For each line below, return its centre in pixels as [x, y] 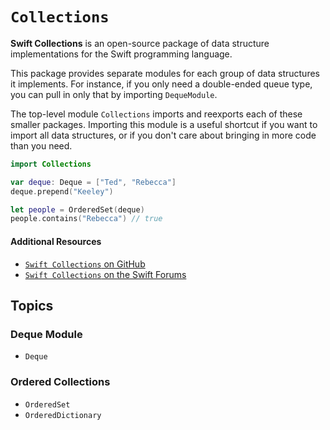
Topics [32, 305]
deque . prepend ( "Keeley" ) [62, 191]
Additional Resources [56, 241]
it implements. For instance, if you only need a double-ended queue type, [161, 84]
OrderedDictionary [63, 415]
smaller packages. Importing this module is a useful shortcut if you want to [164, 124]
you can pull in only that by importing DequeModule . [114, 94]
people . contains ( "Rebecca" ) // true [86, 219]
